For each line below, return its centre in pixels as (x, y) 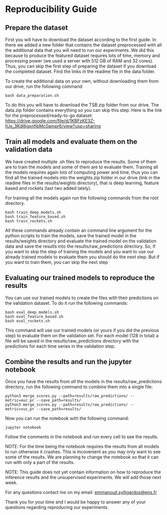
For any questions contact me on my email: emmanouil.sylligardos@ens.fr (81, 493)
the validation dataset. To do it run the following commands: (67, 303)
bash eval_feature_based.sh (34, 316)
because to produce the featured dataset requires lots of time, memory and (83, 55)
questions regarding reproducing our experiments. (57, 508)
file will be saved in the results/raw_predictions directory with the (72, 341)
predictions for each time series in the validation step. (60, 346)
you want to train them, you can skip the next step (57, 262)
